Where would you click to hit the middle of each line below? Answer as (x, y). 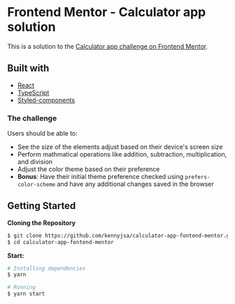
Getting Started (42, 206)
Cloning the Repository (41, 223)
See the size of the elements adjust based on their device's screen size (120, 147)
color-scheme (36, 185)
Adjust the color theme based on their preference (88, 169)
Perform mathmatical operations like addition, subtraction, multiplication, (122, 154)
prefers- (198, 178)
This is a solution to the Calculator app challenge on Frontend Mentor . (108, 46)
